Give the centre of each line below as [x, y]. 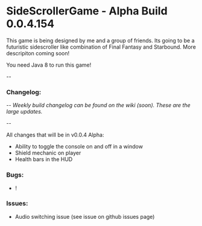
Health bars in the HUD [44, 159]
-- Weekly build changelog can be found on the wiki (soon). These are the [99, 105]
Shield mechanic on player [48, 153]
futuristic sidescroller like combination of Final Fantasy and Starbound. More [101, 47]
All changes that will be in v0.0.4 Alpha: [55, 135]
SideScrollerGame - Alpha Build [87, 11]
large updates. [24, 112]
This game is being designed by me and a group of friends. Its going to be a [100, 40]
